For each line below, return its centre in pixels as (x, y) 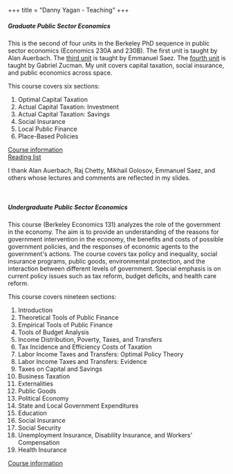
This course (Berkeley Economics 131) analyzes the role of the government (114, 224)
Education (32, 413)
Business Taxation (44, 376)
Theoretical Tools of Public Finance (68, 317)
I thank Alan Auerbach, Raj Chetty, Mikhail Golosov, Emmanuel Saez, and (112, 170)
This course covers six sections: (54, 86)
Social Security (39, 428)
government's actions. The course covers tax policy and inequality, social (113, 254)
